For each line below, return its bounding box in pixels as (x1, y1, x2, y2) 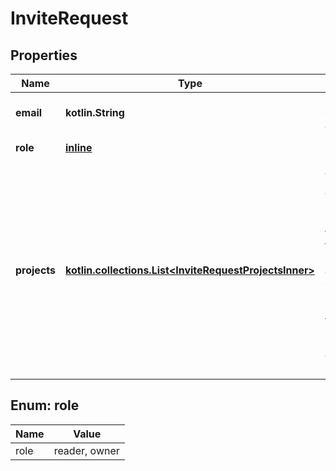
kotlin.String (65, 106, 125, 119)
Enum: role (10, 397, 80, 414)
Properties (10, 47, 78, 64)
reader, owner (53, 443, 120, 457)
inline (65, 141, 93, 154)
